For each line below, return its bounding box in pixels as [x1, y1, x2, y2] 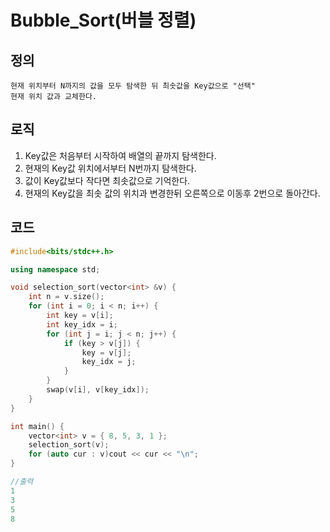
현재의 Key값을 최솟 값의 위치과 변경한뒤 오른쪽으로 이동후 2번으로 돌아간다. [24, 187, 321, 199]
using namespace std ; [10, 264, 101, 275]
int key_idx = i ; [46, 319, 118, 330]
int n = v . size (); [28, 292, 105, 302]
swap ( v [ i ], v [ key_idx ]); [46, 385, 150, 395]
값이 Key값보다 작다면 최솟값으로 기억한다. [24, 174, 191, 186]
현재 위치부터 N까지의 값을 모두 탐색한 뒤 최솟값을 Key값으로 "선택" [10, 81, 256, 91]
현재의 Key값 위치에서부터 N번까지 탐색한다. [24, 162, 197, 174]
